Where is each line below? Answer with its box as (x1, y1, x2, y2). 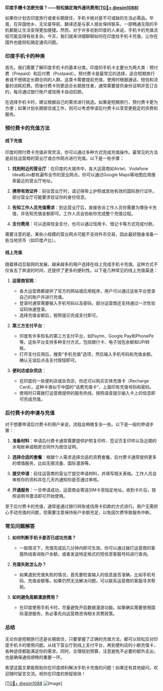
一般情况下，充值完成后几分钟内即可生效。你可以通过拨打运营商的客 (19, 545, 156, 551)
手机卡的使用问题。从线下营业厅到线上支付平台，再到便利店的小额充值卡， (9, 642, 158, 648)
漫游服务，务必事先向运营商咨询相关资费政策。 (23, 611, 117, 617)
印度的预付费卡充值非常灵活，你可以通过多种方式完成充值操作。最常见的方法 (5, 149, 158, 155)
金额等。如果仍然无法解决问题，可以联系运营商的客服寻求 (36, 578, 151, 584)
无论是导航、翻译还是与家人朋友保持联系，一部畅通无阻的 (38, 21, 154, 27)
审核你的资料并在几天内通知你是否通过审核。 (12, 476, 102, 483)
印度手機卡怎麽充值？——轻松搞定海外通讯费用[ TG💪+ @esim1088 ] (5, 5, 139, 10)
